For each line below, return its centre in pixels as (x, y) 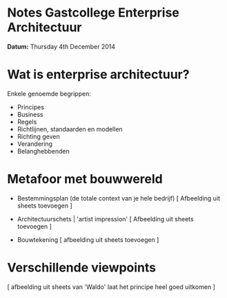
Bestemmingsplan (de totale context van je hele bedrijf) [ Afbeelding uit (119, 198)
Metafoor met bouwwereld (85, 179)
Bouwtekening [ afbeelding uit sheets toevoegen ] (88, 239)
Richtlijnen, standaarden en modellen (70, 129)
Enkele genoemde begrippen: (49, 93)
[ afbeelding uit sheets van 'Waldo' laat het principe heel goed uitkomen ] (111, 287)
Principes (31, 107)
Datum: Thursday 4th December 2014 (61, 46)
